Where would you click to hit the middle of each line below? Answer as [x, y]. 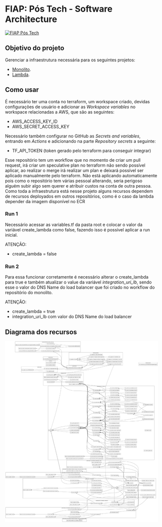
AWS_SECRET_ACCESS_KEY [40, 126]
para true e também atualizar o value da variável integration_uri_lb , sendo [78, 282]
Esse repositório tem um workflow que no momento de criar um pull [73, 160]
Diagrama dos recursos [41, 332]
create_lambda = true [33, 311]
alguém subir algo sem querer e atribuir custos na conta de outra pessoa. [78, 186]
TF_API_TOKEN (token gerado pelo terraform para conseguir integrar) [81, 151]
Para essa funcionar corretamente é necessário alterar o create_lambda [77, 277]
